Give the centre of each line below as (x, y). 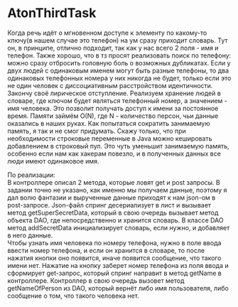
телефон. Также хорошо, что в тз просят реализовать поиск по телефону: (119, 55)
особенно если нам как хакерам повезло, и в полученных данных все (114, 153)
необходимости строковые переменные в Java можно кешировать (110, 138)
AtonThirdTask (52, 13)
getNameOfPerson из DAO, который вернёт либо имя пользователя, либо (118, 288)
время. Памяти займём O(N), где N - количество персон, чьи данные (113, 116)
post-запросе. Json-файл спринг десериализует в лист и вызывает (109, 205)
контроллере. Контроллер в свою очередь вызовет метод (96, 280)
